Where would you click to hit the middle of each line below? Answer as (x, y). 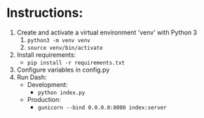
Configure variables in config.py (63, 70)
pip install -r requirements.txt (76, 63)
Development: (47, 84)
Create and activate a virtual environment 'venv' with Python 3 (107, 32)
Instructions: (45, 13)
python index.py (61, 93)
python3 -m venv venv (59, 40)
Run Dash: (32, 77)
